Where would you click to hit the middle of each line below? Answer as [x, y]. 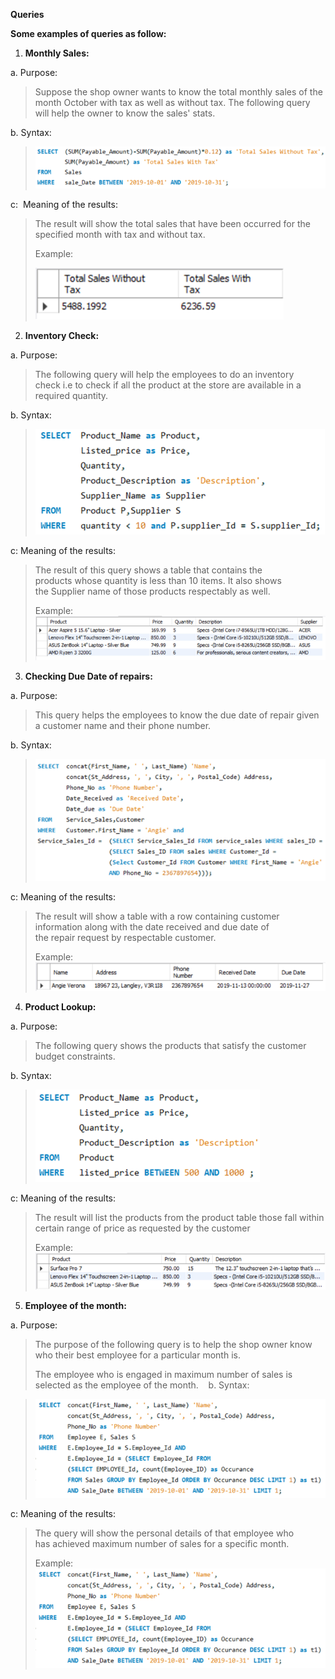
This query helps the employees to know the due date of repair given [177, 715]
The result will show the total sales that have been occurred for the [172, 224]
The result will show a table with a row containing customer [157, 916]
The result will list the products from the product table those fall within [179, 1218]
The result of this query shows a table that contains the [148, 570]
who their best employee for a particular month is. [137, 1355]
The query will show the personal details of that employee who [164, 1533]
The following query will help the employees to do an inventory [164, 375]
